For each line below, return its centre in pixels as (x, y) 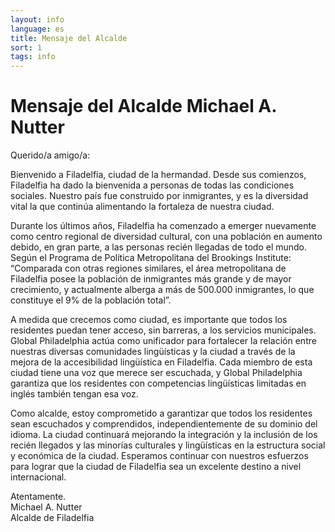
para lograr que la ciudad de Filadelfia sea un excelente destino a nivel (156, 467)
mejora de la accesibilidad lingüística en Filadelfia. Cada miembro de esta (161, 362)
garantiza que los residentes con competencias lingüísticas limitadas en (158, 383)
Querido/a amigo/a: (50, 155)
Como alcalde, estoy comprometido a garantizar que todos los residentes (161, 413)
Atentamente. (38, 497)
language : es (37, 29)
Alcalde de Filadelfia (52, 518)
